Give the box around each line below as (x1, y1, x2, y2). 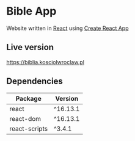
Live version (6, 42, 54, 52)
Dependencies (6, 76, 63, 87)
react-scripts (9, 124, 48, 132)
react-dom (9, 114, 42, 123)
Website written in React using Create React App (6, 24, 129, 32)
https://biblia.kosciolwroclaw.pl (6, 58, 84, 65)
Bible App (6, 4, 57, 18)
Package (15, 94, 42, 103)
